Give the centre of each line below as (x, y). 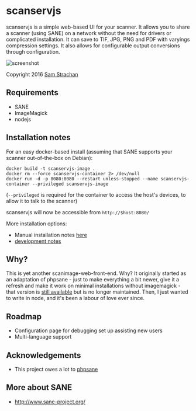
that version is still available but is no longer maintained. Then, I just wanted (97, 292)
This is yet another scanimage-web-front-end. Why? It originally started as (96, 273)
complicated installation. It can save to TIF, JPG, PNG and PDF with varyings (98, 39)
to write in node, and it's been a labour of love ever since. (75, 298)
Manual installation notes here (51, 235)
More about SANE (39, 387)
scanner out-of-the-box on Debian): (49, 158)
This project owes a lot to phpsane (56, 369)
